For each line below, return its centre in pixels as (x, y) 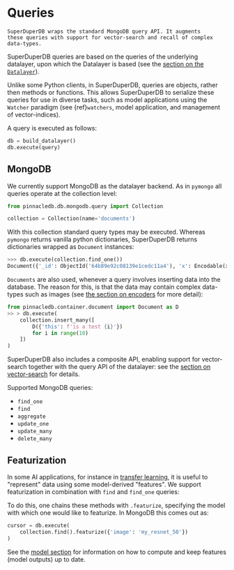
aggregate (32, 417)
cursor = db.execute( (39, 525)
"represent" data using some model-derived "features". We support (104, 484)
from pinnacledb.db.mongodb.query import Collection (85, 206)
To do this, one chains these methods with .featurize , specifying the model (116, 505)
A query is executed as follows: (52, 128)
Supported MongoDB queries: (50, 388)
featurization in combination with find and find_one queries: (93, 492)
